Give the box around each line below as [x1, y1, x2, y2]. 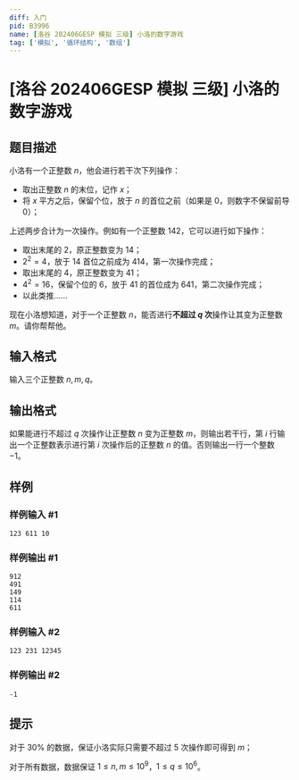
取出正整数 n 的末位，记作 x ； [21, 184, 132, 195]
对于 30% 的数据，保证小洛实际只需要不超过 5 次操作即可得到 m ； [9, 742, 253, 752]
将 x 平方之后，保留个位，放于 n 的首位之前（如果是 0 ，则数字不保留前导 [21, 196, 290, 206]
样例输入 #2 [9, 626, 61, 639]
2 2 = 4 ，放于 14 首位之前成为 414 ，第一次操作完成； [21, 255, 216, 266]
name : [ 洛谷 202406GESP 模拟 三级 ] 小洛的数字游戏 [9, 29, 185, 38]
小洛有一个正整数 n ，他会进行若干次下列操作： [9, 165, 181, 176]
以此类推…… [21, 289, 68, 300]
